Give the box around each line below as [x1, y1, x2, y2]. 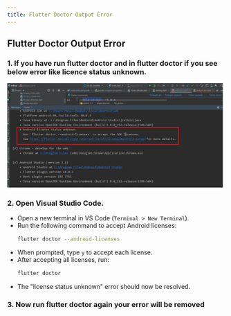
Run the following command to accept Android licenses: [17, 222, 177, 230]
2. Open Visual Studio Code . [7, 198, 104, 208]
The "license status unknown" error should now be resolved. [17, 283, 191, 291]
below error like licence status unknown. [7, 67, 147, 76]
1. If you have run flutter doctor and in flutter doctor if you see [7, 58, 218, 68]
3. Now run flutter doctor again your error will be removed [7, 299, 205, 309]
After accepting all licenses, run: [17, 256, 109, 264]
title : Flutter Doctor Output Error [7, 11, 113, 18]
